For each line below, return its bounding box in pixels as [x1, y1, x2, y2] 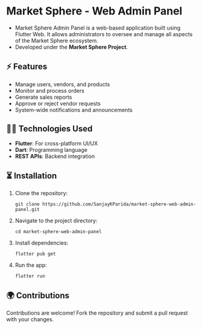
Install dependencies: [14, 239, 69, 246]
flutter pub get [14, 251, 56, 257]
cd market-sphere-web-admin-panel [14, 229, 102, 235]
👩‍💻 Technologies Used [6, 124, 93, 134]
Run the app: [14, 262, 47, 269]
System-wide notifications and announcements [14, 106, 133, 113]
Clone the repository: [14, 190, 68, 197]
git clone [14, 201, 40, 207]
